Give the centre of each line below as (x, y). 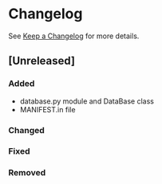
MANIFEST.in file (47, 109)
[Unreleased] (42, 61)
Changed (27, 130)
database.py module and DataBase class (87, 101)
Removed (27, 173)
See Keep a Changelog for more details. (74, 36)
